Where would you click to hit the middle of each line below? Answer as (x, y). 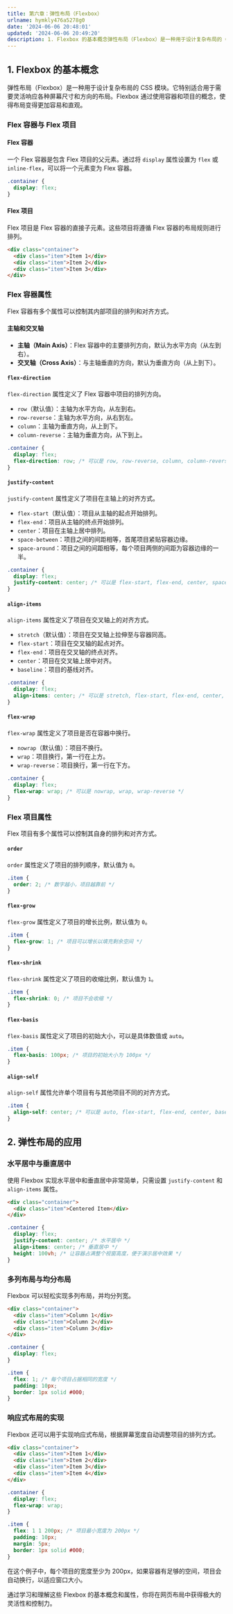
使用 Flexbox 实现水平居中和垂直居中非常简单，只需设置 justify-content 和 (115, 1180)
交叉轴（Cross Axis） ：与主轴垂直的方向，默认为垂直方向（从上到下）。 (118, 362)
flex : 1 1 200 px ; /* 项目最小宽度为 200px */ (77, 1531)
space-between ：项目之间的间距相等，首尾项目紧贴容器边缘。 (104, 539)
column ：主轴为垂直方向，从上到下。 (69, 426)
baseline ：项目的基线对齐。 (57, 670)
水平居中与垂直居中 (39, 1164)
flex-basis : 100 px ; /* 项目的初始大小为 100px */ (82, 1056)
